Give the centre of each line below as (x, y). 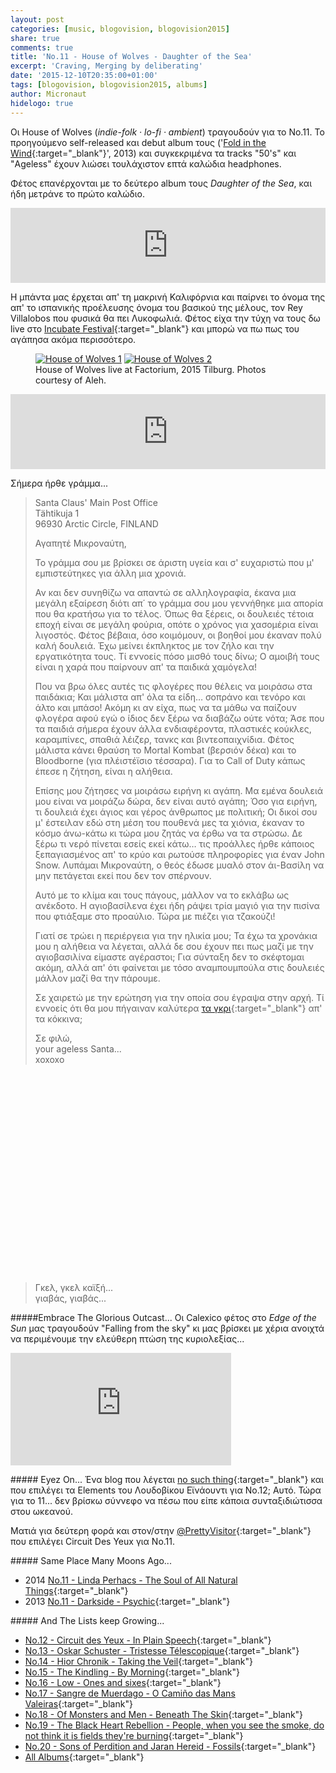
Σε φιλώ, (53, 1038)
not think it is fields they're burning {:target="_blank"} (134, 1735)
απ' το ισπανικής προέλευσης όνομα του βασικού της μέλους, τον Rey (156, 307)
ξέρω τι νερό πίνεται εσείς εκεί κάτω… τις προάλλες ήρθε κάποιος (174, 843)
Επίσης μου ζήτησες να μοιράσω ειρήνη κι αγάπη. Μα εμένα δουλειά (179, 790)
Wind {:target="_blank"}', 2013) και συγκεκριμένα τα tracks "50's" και (153, 153)
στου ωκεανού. (41, 1511)
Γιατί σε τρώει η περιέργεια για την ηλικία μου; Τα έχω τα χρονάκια (176, 935)
